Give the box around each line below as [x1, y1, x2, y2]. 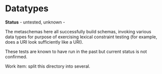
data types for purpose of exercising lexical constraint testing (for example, [5, 34, 158, 40]
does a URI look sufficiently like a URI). [5, 39, 83, 45]
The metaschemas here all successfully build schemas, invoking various [5, 28, 151, 34]
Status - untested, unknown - [5, 19, 65, 25]
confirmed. [5, 53, 27, 59]
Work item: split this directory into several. [5, 63, 90, 69]
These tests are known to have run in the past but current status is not [5, 49, 147, 54]
